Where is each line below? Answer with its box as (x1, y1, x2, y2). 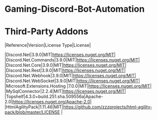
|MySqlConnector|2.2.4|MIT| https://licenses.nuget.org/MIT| (4, 89, 126, 94)
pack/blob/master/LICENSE (4, 109, 60, 115)
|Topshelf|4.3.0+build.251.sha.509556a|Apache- (4, 93, 103, 99)
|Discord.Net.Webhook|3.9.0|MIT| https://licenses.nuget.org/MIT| (4, 73, 136, 79)
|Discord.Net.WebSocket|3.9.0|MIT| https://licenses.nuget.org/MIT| (4, 78, 140, 84)
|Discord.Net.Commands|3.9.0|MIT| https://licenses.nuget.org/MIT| (4, 57, 140, 63)
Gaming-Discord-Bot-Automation (4, 3, 145, 15)
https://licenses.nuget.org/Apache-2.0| (12, 99, 92, 105)
